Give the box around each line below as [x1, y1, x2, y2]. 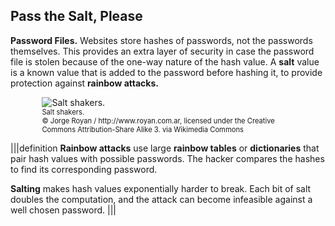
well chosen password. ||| [10, 204, 117, 216]
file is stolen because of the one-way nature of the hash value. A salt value [10, 55, 320, 68]
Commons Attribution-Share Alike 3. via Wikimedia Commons [41, 124, 244, 134]
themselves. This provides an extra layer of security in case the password [10, 45, 315, 57]
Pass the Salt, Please [10, 8, 143, 25]
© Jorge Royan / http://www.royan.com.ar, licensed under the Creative [41, 115, 275, 126]
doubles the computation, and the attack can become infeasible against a [10, 193, 313, 205]
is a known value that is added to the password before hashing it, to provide [10, 66, 323, 78]
